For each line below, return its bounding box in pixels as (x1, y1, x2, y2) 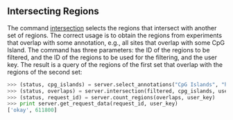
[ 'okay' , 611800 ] (7, 107, 58, 114)
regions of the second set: (7, 68, 83, 76)
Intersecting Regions (7, 6, 99, 17)
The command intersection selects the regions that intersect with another (7, 23, 217, 32)
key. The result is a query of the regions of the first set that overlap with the (7, 60, 223, 68)
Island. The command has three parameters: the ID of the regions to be (7, 46, 210, 54)
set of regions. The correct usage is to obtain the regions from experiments (7, 31, 223, 39)
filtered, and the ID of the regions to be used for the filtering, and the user (7, 53, 217, 61)
